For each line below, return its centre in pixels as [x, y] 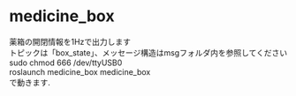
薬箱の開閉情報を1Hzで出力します [70, 41]
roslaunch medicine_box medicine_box [80, 71]
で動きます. [30, 82]
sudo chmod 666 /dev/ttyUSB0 [66, 63]
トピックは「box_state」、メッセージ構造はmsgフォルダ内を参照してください [148, 52]
